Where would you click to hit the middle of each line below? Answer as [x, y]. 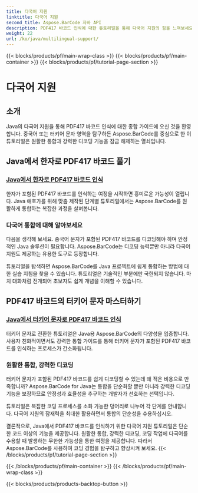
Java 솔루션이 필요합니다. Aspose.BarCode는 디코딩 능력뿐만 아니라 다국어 [104, 246]
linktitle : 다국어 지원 [32, 17]
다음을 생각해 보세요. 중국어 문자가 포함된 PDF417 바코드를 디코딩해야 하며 [91, 239]
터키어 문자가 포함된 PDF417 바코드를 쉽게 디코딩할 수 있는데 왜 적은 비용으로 [95, 379]
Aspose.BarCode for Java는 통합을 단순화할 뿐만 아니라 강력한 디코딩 [110, 386]
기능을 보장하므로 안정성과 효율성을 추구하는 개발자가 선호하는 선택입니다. [90, 393]
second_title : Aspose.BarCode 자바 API [54, 22]
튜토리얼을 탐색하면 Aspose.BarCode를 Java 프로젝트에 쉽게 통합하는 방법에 [95, 266]
